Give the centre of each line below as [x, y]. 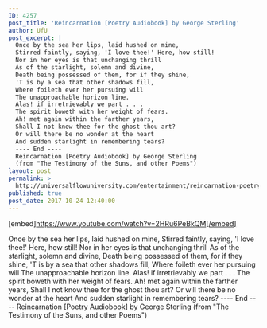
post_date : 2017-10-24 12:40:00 [62, 201]
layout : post [30, 171]
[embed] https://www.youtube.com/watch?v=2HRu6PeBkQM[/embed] [122, 223]
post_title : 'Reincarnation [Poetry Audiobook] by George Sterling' [124, 23]
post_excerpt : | [35, 38]
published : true [35, 193]
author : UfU [28, 30]
